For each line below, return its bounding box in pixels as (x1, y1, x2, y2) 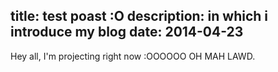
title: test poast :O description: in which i (10, 8, 269, 25)
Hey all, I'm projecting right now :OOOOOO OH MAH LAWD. (10, 50, 256, 62)
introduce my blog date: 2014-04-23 (10, 24, 244, 41)
